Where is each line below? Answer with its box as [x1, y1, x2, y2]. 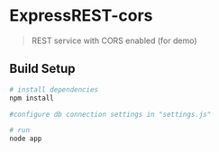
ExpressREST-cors [9, 5, 153, 26]
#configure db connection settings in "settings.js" [9, 110, 212, 119]
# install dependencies [9, 85, 99, 94]
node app [9, 134, 42, 144]
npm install [9, 94, 54, 103]
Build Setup [9, 61, 76, 76]
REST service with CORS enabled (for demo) [31, 35, 197, 46]
